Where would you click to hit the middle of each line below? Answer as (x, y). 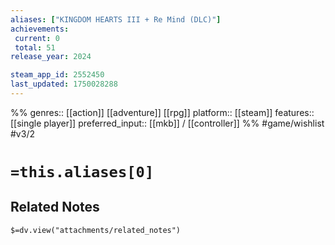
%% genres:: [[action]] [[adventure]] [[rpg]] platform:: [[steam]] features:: (162, 112)
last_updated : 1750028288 (64, 84)
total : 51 (35, 47)
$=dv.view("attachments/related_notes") (96, 230)
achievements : (40, 29)
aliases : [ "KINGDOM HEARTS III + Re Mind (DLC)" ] (116, 19)
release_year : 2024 (51, 57)
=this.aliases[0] (82, 172)
